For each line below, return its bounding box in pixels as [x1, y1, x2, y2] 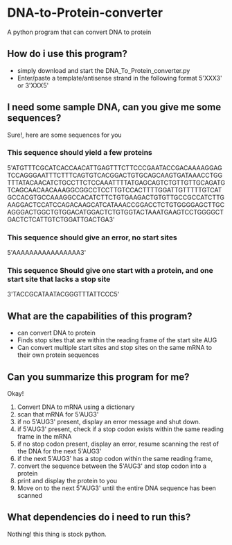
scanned [17, 492, 43, 500]
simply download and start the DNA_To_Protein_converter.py [17, 66, 190, 74]
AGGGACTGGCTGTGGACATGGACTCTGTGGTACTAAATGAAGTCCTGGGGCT [7, 208, 224, 216]
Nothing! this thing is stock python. [7, 530, 107, 538]
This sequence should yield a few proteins [7, 148, 152, 158]
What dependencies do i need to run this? [7, 512, 191, 523]
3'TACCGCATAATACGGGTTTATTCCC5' [7, 290, 120, 299]
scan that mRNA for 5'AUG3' [17, 410, 99, 419]
